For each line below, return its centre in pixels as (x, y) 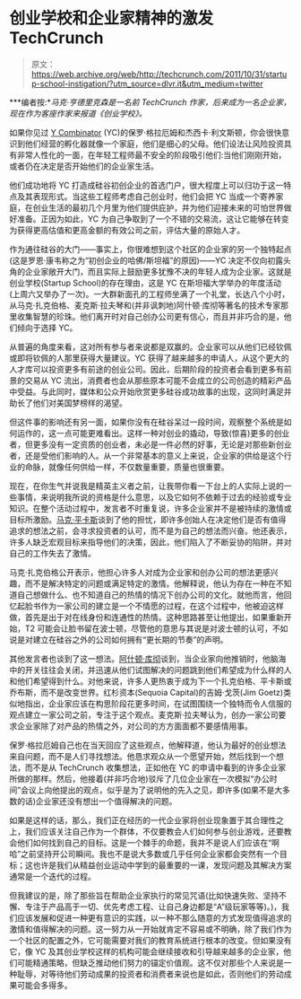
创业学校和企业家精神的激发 (112, 18)
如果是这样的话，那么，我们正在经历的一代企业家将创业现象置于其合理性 (142, 820)
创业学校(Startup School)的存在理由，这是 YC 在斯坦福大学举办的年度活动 (146, 283)
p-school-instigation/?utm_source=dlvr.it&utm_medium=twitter (147, 83)
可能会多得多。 (44, 985)
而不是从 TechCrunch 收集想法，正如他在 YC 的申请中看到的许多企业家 (155, 767)
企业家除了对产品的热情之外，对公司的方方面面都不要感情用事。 (134, 726)
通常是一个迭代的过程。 (52, 876)
